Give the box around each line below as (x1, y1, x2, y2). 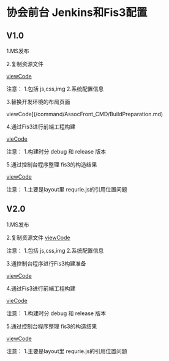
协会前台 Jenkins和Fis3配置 (6, 6, 148, 20)
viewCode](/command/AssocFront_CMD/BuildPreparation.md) (6, 111, 163, 117)
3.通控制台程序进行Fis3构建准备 (6, 259, 87, 267)
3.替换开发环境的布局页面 (6, 99, 70, 105)
